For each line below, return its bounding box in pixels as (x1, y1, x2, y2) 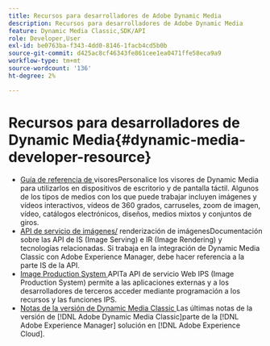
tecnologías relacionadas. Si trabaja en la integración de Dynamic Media (19, 243, 260, 252)
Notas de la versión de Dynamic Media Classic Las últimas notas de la (19, 303, 253, 313)
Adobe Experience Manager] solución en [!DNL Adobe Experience (19, 320, 240, 330)
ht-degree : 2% (8, 72, 56, 80)
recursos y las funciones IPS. (19, 294, 118, 304)
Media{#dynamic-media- (72, 131, 246, 149)
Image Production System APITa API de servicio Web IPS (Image (19, 269, 235, 278)
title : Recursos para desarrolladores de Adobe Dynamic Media (8, 11, 222, 20)
